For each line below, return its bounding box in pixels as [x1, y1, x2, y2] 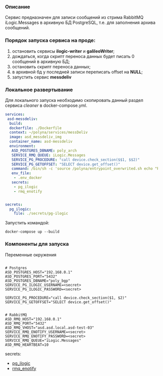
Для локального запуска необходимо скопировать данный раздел [5, 97, 144, 103]
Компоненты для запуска [5, 240, 69, 247]
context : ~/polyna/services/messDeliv [9, 130, 88, 135]
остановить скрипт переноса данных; [12, 63, 91, 69]
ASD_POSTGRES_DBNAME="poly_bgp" [5, 278, 70, 283]
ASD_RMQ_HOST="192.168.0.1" [5, 317, 62, 321]
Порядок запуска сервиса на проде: [5, 37, 96, 44]
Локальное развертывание [5, 86, 73, 93]
